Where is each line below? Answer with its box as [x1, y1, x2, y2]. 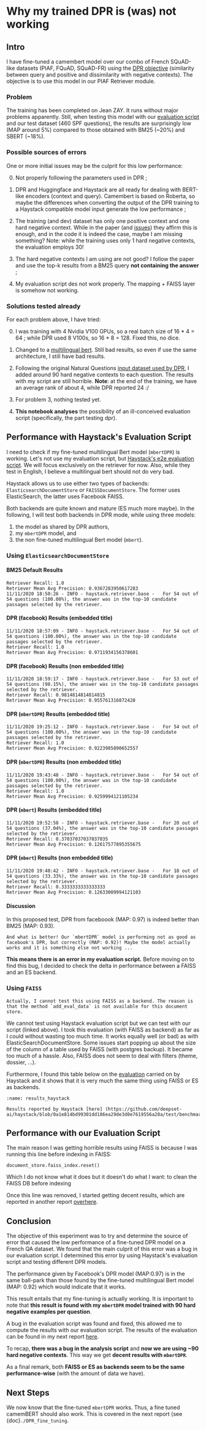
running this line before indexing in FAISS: [6, 1150, 112, 1158]
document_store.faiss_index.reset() [6, 1163, 100, 1169]
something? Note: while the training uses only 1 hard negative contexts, [15, 237, 196, 244]
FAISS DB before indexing [6, 1180, 72, 1187]
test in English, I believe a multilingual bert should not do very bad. [6, 468, 174, 475]
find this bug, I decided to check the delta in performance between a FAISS [6, 962, 196, 970]
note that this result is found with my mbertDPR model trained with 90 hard [6, 1301, 196, 1309]
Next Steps [6, 1387, 50, 1398]
